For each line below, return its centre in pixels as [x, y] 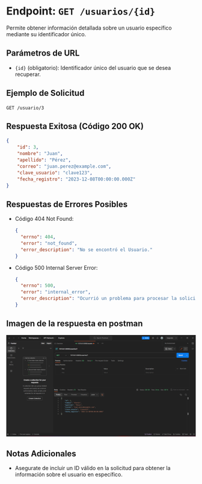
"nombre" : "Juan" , [40, 154]
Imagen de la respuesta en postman [75, 324]
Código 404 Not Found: [44, 219]
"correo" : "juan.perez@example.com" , [64, 166]
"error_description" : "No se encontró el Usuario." [87, 250]
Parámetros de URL [43, 53]
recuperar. [28, 74]
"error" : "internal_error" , [56, 292]
